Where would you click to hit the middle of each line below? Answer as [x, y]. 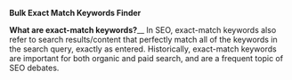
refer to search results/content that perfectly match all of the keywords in [143, 40]
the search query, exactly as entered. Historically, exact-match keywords [143, 49]
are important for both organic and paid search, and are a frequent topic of [146, 58]
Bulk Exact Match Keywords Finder [75, 13]
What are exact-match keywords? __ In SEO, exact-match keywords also [143, 30]
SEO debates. [34, 68]
